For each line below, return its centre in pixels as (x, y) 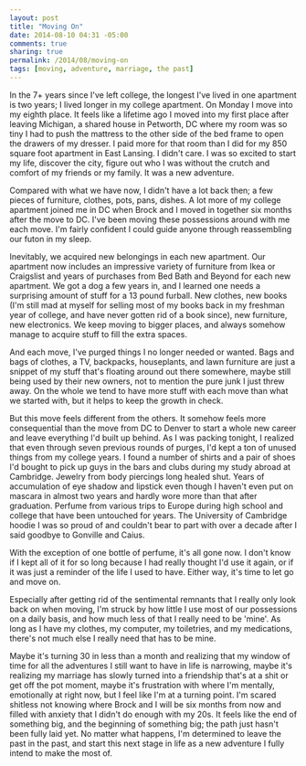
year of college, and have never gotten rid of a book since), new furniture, (148, 314)
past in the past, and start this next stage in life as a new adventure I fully (147, 743)
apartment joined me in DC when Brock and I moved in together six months (151, 209)
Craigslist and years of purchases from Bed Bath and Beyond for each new (150, 276)
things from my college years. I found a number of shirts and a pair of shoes (153, 457)
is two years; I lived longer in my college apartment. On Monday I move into (152, 104)
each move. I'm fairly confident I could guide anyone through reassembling (151, 229)
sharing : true (37, 52)
